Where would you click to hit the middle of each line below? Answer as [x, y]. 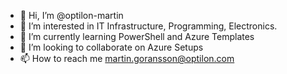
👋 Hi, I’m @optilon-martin [71, 15]
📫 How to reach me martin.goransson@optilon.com [127, 58]
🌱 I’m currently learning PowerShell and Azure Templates [137, 36]
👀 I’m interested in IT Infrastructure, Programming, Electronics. [148, 26]
